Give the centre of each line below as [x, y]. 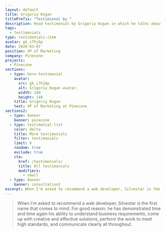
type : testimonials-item [31, 38]
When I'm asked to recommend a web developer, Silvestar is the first [87, 203]
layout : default [22, 10]
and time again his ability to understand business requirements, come [88, 214]
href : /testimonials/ [41, 161]
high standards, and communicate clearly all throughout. [75, 224]
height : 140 [30, 97]
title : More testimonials [41, 134]
